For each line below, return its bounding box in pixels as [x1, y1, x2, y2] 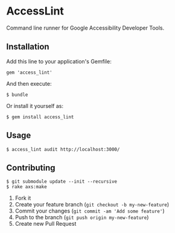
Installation [6, 42, 49, 52]
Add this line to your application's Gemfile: [6, 57, 112, 65]
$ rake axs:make [6, 184, 47, 190]
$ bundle [6, 92, 28, 98]
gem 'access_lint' [6, 69, 52, 75]
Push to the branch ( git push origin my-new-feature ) [14, 214, 149, 221]
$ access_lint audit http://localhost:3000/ [6, 146, 120, 152]
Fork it [14, 194, 31, 202]
